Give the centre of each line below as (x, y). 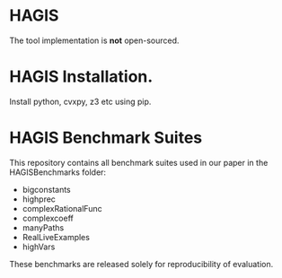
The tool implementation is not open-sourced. (94, 40)
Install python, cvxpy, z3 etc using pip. (80, 101)
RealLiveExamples (56, 237)
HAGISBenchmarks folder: (57, 172)
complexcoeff (48, 218)
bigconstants (47, 189)
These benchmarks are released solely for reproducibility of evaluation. (141, 264)
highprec (39, 199)
